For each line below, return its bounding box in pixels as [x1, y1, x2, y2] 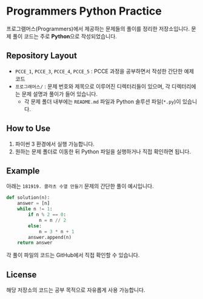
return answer [17, 240, 53, 246]
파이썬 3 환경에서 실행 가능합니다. [15, 140, 95, 147]
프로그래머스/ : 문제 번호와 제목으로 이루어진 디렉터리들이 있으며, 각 [15, 82, 171, 90]
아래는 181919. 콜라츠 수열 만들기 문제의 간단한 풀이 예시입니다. [6, 183, 154, 190]
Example [6, 166, 40, 176]
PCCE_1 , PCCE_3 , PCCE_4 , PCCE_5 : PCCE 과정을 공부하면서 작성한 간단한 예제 [15, 67, 195, 75]
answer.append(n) [28, 234, 72, 240]
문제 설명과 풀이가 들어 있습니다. [21, 90, 98, 98]
